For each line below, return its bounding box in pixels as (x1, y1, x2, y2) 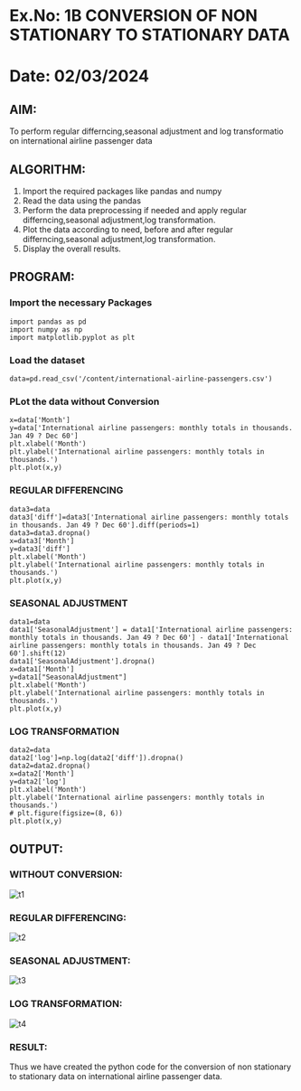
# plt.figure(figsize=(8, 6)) (9, 809, 124, 818)
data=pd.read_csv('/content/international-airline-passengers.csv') (9, 374, 273, 383)
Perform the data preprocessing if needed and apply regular (22, 205, 247, 215)
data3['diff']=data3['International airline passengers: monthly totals (9, 513, 289, 522)
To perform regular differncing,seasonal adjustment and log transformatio (9, 126, 285, 136)
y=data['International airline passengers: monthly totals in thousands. (9, 424, 294, 433)
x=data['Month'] (9, 416, 71, 425)
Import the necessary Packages (9, 296, 153, 309)
